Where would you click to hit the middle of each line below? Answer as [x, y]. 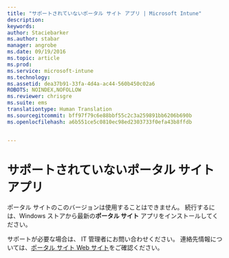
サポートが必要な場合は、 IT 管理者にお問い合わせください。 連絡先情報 [109, 239]
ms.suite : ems [28, 103]
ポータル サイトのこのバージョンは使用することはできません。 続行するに [111, 207]
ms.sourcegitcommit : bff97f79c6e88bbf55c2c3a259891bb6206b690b [100, 115]
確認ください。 [142, 248]
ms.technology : [29, 77]
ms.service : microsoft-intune [51, 71]
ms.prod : [20, 64]
